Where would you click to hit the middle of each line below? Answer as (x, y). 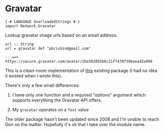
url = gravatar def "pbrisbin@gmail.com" (48, 48)
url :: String (20, 44)
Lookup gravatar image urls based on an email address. (61, 35)
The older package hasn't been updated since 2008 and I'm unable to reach (82, 119)
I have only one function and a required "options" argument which (79, 95)
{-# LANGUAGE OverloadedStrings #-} (42, 22)
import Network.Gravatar (30, 26)
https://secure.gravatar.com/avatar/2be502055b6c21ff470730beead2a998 (79, 61)
